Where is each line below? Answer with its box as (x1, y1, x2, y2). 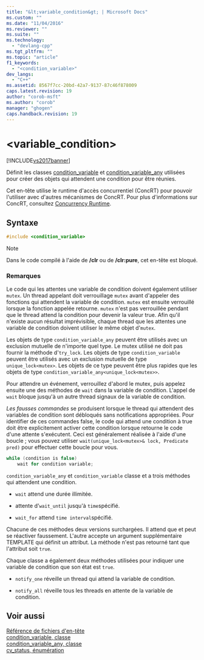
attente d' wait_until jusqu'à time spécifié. (15, 502, 120, 510)
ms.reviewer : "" (6, 26, 47, 32)
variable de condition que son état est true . (6, 563, 115, 571)
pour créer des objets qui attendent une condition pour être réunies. (6, 175, 177, 182)
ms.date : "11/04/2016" (6, 20, 64, 26)
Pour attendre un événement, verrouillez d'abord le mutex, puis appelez (6, 380, 186, 387)
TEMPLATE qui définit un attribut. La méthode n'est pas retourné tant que (6, 539, 190, 546)
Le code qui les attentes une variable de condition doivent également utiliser (6, 285, 197, 293)
